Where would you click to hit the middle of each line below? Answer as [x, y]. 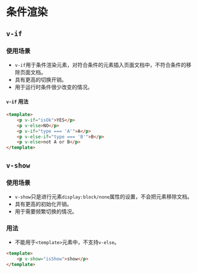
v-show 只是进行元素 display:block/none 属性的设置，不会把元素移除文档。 [104, 197]
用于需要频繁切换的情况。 [46, 211]
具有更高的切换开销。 [41, 79]
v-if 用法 [17, 102]
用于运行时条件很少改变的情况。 [54, 87]
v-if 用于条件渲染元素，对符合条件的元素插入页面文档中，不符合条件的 [100, 65]
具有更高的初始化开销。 [43, 204]
